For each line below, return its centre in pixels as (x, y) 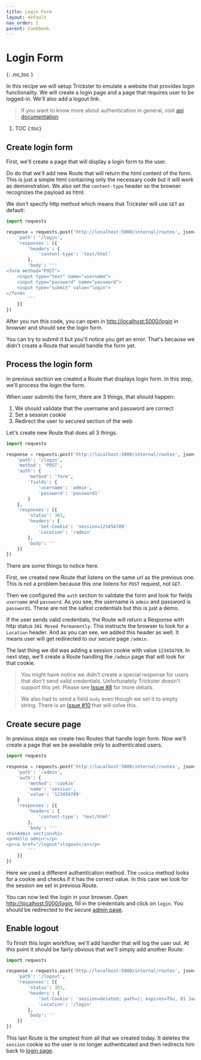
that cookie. (21, 663)
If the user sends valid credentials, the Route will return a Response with (95, 620)
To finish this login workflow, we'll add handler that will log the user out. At (98, 943)
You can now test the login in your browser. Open (67, 897)
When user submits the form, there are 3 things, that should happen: (91, 397)
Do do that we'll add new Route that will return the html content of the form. (99, 173)
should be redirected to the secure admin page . (65, 909)
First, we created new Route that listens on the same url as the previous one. (100, 577)
